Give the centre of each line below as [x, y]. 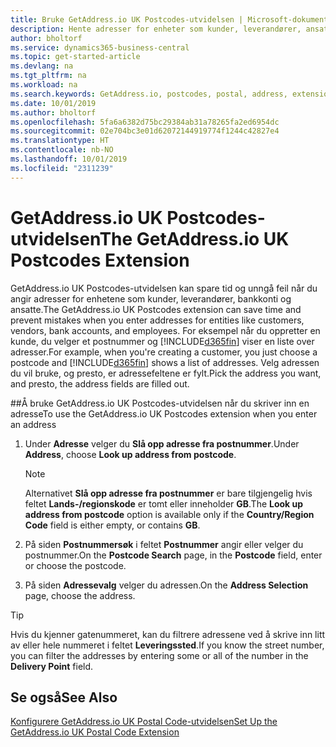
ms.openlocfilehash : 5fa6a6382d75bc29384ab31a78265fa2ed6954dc [145, 122]
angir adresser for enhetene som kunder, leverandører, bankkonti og [151, 298]
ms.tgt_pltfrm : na [48, 76]
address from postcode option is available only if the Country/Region [169, 514]
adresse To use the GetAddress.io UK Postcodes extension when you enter [164, 413]
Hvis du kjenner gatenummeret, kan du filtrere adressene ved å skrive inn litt [168, 634]
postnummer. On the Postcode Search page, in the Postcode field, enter [173, 555]
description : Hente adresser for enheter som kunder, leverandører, [156, 29]
